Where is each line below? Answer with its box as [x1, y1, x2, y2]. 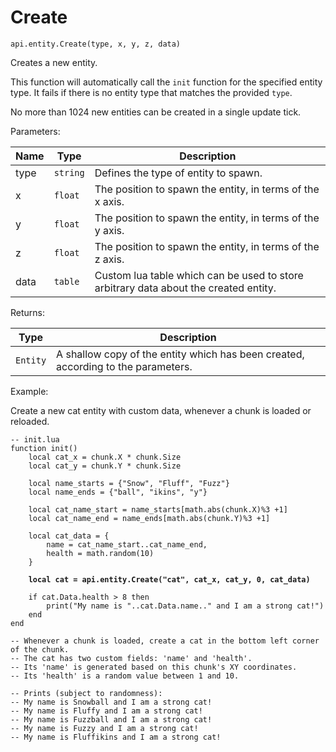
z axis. [94, 252, 125, 266]
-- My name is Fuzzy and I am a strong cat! [10, 723, 199, 733]
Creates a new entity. [10, 56, 98, 68]
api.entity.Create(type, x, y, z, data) [10, 39, 182, 49]
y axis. [94, 223, 125, 237]
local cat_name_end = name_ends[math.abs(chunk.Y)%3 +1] [28, 513, 271, 523]
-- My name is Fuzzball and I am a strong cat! [10, 714, 213, 725]
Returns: [10, 306, 46, 318]
